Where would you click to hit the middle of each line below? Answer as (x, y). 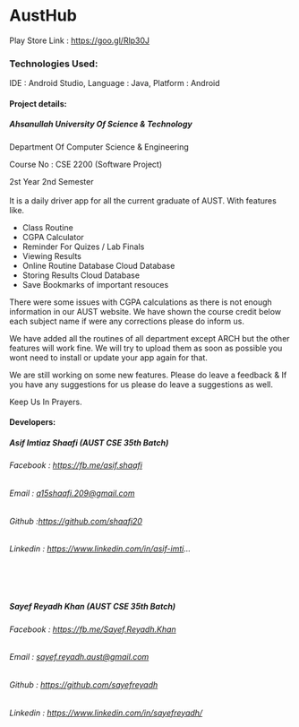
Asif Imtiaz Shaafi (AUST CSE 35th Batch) (89, 442)
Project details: (38, 103)
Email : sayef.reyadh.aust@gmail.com (79, 657)
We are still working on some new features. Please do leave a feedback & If (148, 375)
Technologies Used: (54, 64)
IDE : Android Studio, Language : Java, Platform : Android (115, 83)
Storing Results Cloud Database (81, 275)
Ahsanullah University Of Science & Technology (101, 124)
